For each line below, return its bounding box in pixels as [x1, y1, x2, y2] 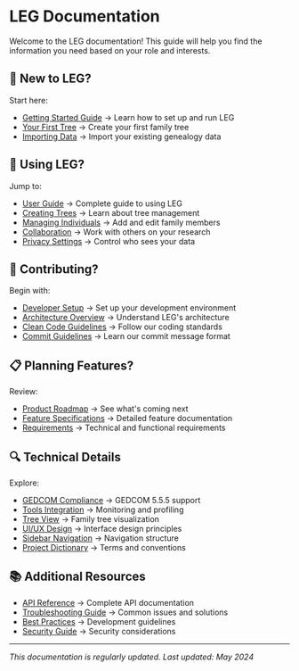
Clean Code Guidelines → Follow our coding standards [21, 321, 222, 332]
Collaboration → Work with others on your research [21, 226, 211, 237]
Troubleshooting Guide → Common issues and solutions [21, 607, 229, 617]
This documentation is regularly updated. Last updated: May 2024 [9, 651, 255, 662]
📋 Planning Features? [9, 358, 134, 373]
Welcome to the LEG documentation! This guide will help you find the [9, 36, 263, 46]
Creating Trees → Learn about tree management [21, 207, 200, 218]
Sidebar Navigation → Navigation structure [21, 533, 180, 543]
